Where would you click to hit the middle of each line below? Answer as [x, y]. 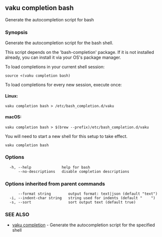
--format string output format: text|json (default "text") [88, 194]
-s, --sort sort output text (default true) [73, 203]
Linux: [11, 96]
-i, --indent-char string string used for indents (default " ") [82, 198]
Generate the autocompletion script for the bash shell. [59, 43]
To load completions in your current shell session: [55, 67]
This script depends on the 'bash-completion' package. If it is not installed [80, 52]
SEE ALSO [17, 215]
